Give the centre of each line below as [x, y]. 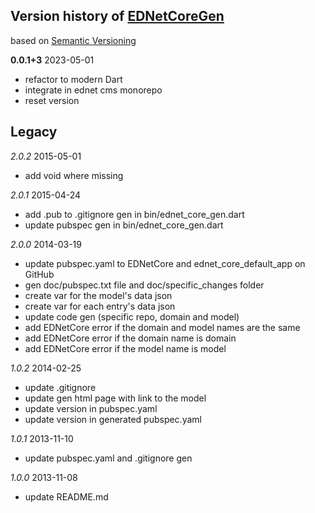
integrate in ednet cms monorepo [93, 90]
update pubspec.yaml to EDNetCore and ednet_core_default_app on [165, 263]
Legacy [34, 132]
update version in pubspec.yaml [91, 408]
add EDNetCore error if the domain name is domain [130, 338]
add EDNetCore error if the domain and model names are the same [162, 327]
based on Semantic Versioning [73, 40]
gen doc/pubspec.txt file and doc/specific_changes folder [144, 285]
